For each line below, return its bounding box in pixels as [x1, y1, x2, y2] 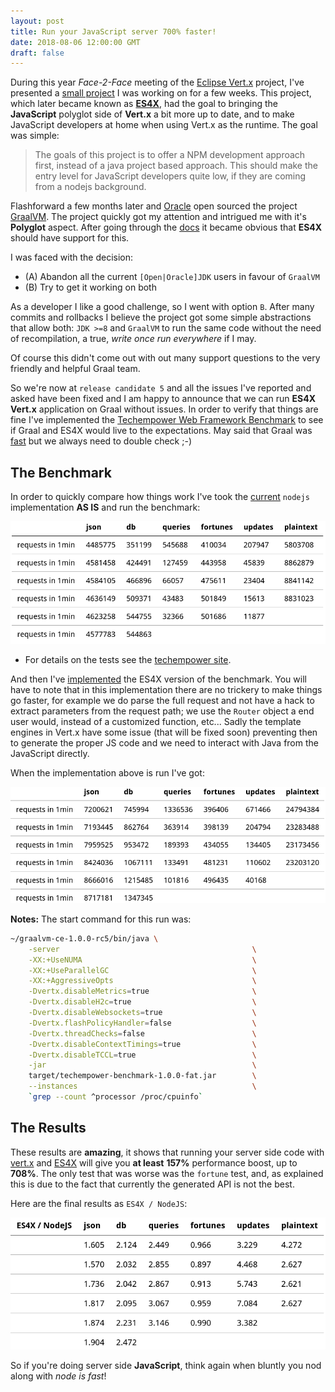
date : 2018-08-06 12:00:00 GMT [10, 37, 141, 47]
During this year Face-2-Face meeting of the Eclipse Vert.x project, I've [10, 76, 305, 89]
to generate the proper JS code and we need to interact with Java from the [10, 737, 319, 749]
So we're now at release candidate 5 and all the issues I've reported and [10, 382, 312, 394]
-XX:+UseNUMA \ [28, 955, 257, 965]
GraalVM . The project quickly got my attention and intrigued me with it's [10, 211, 307, 223]
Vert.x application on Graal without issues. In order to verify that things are [10, 403, 319, 415]
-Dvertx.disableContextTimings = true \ [28, 1039, 257, 1049]
